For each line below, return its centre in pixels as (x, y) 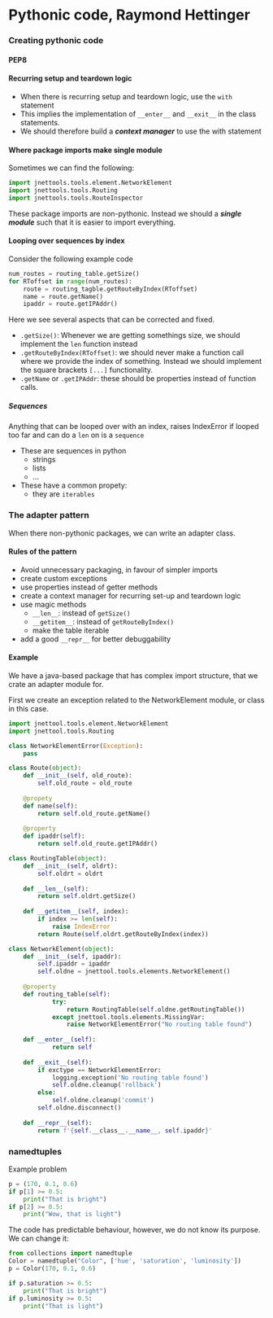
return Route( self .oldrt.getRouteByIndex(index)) (123, 934)
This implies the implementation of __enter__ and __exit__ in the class (138, 114)
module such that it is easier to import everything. (92, 222)
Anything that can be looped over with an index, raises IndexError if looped (134, 427)
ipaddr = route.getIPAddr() (70, 304)
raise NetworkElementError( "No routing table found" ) (159, 1025)
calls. (29, 388)
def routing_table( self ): (67, 994)
